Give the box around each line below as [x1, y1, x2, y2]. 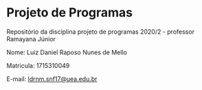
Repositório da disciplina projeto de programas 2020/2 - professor [6, 27, 195, 36]
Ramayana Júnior [6, 34, 56, 43]
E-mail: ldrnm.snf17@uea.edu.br [6, 74, 98, 83]
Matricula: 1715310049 [6, 61, 70, 69]
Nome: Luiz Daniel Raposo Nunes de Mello [6, 48, 128, 56]
